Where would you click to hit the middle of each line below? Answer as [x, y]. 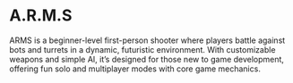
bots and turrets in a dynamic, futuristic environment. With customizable [142, 49]
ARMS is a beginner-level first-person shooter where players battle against [147, 40]
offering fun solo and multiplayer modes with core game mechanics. [135, 69]
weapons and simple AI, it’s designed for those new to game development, [147, 59]
